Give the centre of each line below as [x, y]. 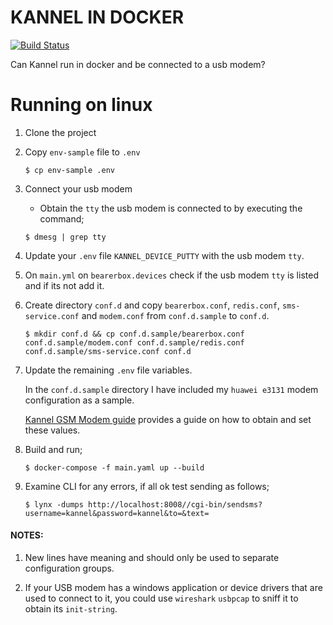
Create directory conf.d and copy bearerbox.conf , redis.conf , [152, 305]
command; [62, 218]
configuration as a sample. [79, 400]
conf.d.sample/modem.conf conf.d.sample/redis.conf [134, 342]
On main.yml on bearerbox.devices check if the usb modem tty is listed [171, 275]
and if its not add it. [64, 285]
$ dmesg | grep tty [65, 237]
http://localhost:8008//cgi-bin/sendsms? [175, 504]
